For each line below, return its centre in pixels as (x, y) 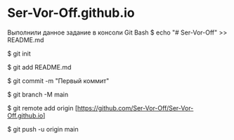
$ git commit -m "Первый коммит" (58, 81)
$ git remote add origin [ (43, 108)
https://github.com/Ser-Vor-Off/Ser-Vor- (135, 108)
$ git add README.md (39, 67)
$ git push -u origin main (43, 129)
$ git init (19, 53)
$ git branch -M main (38, 94)
